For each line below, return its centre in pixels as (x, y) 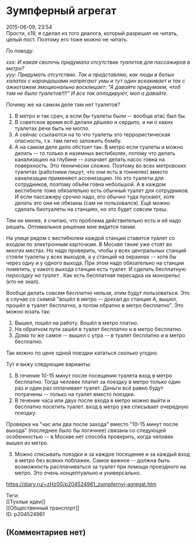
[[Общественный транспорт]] (43, 508)
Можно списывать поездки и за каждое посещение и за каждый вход (102, 454)
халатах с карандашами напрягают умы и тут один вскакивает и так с (96, 81)
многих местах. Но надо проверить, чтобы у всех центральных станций (96, 250)
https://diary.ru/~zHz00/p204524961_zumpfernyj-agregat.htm (81, 484)
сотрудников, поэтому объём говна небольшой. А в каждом (90, 184)
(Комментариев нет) (46, 533)
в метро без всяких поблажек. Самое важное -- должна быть (92, 460)
